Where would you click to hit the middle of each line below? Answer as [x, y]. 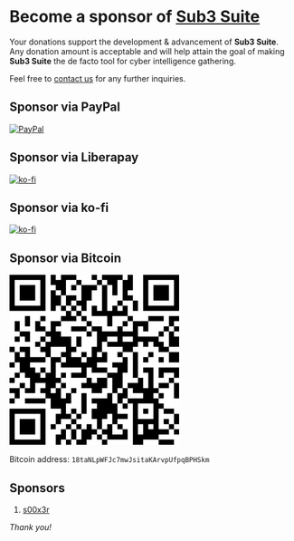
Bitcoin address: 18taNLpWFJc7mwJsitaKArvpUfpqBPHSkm [109, 459]
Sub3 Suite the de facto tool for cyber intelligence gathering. [123, 61]
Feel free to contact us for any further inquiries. [98, 78]
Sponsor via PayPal [65, 107]
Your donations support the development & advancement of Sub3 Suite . [144, 42]
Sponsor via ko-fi [59, 207]
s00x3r [36, 510]
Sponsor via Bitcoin [66, 258]
